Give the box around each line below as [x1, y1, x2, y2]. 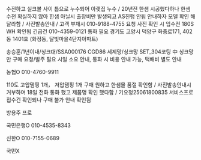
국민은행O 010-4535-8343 [6, 122, 71, 129]
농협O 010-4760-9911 [6, 69, 59, 75]
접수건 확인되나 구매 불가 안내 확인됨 [6, 96, 91, 103]
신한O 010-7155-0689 [6, 135, 60, 141]
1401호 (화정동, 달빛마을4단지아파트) [12, 35, 98, 42]
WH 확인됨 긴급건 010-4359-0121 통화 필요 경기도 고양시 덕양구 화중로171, [6, 28, 182, 35]
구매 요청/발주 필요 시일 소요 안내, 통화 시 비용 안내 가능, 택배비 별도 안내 [12, 56, 182, 63]
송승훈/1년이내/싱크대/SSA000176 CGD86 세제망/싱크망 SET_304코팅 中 [6, 48, 178, 55]
